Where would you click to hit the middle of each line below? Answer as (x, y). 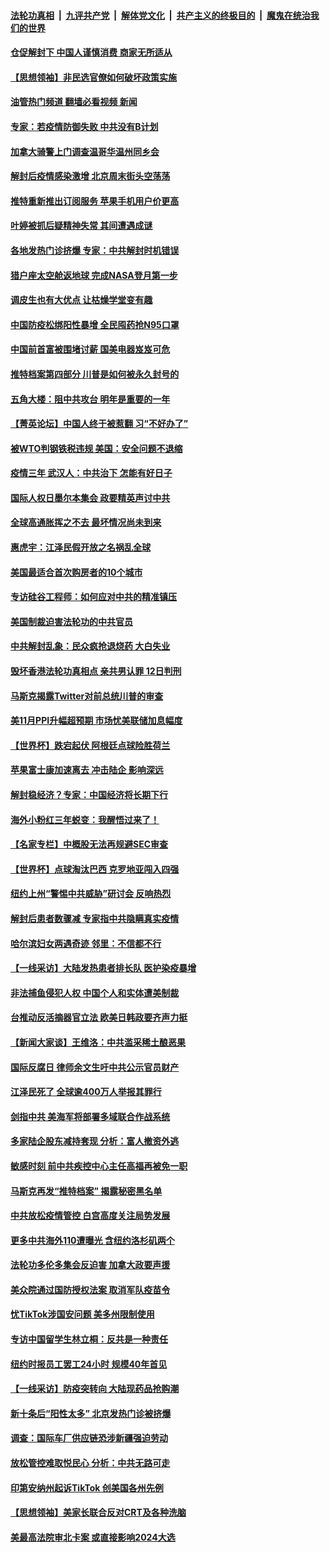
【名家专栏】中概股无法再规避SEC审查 (89, 844)
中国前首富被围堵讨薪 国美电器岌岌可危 (90, 349)
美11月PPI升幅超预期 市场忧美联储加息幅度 (96, 721)
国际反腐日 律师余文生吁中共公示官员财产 (95, 1067)
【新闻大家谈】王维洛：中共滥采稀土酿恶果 (98, 1042)
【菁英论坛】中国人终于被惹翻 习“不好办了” (99, 424)
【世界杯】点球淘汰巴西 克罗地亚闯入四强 (95, 869)
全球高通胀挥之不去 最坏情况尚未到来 (86, 522)
